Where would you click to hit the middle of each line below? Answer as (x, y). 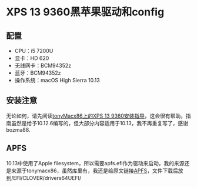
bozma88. (18, 129)
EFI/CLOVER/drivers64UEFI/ (47, 178)
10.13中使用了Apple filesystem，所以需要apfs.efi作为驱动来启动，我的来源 (95, 163)
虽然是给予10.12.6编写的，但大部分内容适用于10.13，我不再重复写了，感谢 (99, 123)
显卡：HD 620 (32, 58)
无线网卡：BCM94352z (43, 66)
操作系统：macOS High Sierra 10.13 (57, 80)
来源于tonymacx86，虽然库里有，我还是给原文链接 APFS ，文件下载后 (94, 171)
